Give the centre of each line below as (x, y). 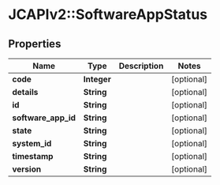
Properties (35, 44)
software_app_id (44, 118)
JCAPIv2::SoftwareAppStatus (108, 15)
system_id (32, 143)
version (27, 169)
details (25, 92)
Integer (97, 79)
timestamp (33, 156)
